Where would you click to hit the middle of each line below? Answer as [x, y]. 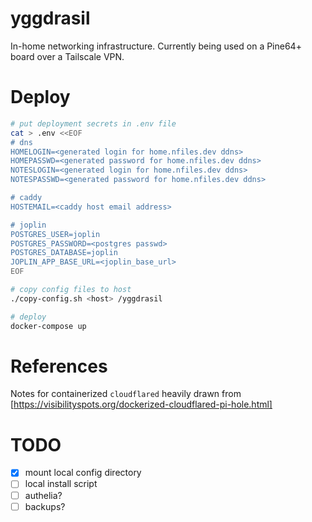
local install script [61, 484]
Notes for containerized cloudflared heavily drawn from [126, 394]
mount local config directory [83, 473]
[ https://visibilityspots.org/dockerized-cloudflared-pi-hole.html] [141, 404]
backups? [45, 506]
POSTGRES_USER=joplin [55, 234]
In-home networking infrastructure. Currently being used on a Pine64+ [156, 46]
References [59, 366]
